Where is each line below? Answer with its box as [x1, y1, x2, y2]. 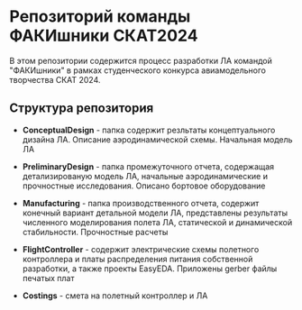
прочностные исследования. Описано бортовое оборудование [22, 180, 266, 191]
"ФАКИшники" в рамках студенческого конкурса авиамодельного [9, 65, 266, 76]
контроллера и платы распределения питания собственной [22, 253, 253, 264]
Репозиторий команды [9, 6, 191, 27]
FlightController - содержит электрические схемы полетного [22, 243, 260, 254]
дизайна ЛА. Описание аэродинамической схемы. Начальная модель [22, 133, 293, 145]
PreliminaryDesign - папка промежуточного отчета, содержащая [22, 160, 275, 172]
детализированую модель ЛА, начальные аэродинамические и [22, 170, 269, 181]
